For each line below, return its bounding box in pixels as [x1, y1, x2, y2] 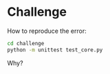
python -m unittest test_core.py [7, 46, 103, 53]
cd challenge [7, 40, 45, 47]
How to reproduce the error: [7, 27, 87, 35]
